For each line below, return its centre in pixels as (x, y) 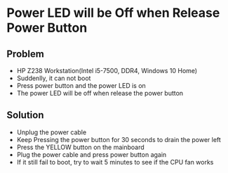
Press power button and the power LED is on (81, 85)
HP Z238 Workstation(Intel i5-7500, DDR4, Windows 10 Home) (107, 71)
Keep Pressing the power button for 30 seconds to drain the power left (119, 139)
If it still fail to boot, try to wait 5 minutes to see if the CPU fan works (115, 162)
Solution (25, 115)
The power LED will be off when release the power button (100, 93)
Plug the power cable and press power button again (92, 154)
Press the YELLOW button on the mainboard (80, 147)
